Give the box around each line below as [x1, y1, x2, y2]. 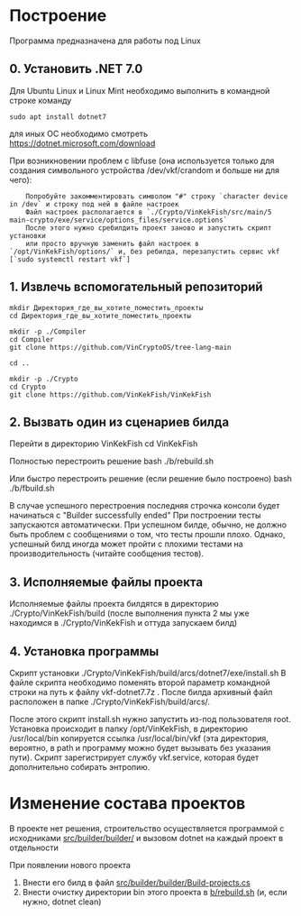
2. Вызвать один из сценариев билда [9, 414, 230, 429]
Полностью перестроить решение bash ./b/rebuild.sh [9, 456, 214, 467]
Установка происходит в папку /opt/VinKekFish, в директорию [9, 723, 249, 734]
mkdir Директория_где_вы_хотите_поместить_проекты [9, 303, 204, 312]
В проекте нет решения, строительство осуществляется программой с [9, 822, 285, 834]
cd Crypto [9, 382, 47, 391]
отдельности [9, 842, 59, 853]
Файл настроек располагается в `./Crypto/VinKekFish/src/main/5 [25, 207, 272, 216]
